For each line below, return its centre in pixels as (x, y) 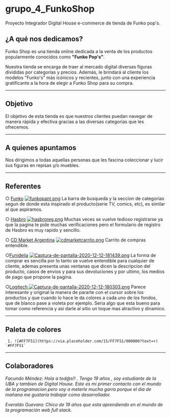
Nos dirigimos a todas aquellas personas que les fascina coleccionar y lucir (84, 160)
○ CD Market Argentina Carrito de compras (76, 240)
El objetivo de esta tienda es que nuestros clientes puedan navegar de (79, 116)
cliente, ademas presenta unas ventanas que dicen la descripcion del (78, 266)
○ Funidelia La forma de (81, 255)
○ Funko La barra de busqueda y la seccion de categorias (85, 199)
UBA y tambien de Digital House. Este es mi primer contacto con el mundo (83, 384)
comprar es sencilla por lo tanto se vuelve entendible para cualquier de (80, 261)
